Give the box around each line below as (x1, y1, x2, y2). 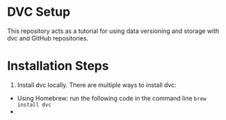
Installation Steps (7, 58, 109, 74)
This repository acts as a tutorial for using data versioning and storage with (7, 27, 220, 35)
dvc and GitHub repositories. (7, 34, 89, 42)
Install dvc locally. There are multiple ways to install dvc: (16, 80, 177, 89)
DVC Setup (7, 4, 71, 20)
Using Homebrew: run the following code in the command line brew (16, 94, 207, 102)
